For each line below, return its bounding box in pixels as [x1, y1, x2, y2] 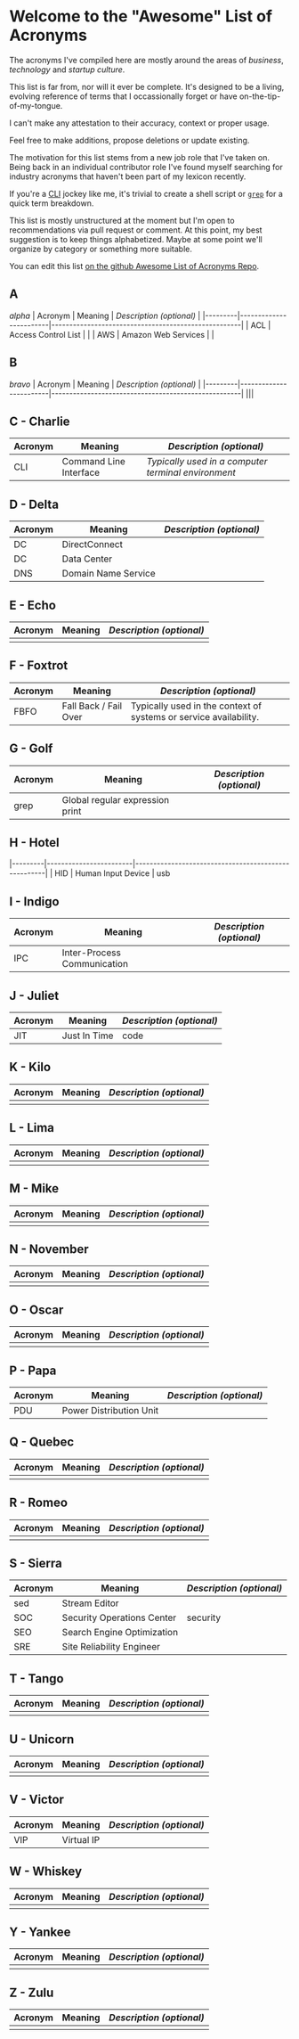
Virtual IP [61, 1833, 101, 1846]
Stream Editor [61, 1597, 119, 1609]
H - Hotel [9, 835, 60, 850]
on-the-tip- [238, 91, 281, 102]
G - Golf [9, 741, 53, 757]
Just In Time [61, 1029, 114, 1042]
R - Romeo [9, 1495, 69, 1511]
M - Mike [9, 1181, 60, 1196]
